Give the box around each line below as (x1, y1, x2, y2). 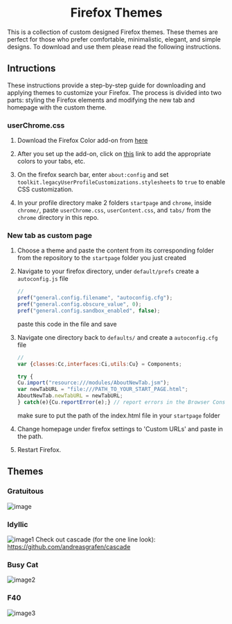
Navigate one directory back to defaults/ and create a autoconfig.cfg (17, 333, 218, 341)
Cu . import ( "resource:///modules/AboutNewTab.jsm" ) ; (17, 379, 170, 386)
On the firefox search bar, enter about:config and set (17, 171, 169, 179)
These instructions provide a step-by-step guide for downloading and (7, 81, 206, 89)
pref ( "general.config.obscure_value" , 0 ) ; (17, 301, 142, 308)
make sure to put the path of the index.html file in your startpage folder (17, 411, 220, 419)
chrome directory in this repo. (17, 214, 99, 222)
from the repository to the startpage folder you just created (17, 254, 187, 262)
